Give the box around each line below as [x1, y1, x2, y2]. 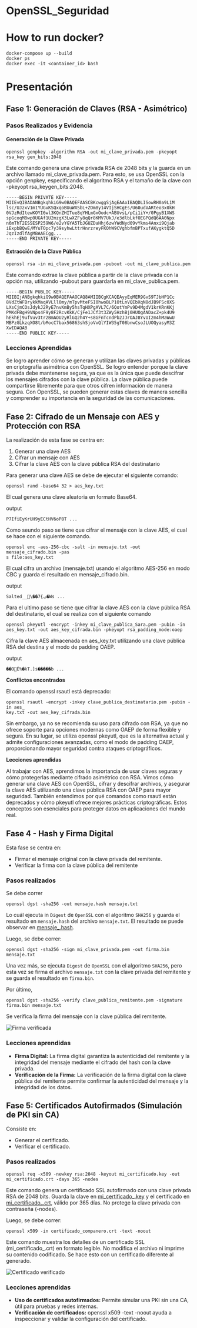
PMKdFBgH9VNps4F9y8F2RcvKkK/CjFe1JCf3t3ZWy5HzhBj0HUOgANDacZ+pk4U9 [6, 310, 175, 316]
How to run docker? [6, 31, 104, 45]
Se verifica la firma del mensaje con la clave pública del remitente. [6, 1013, 167, 1020]
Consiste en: [6, 1125, 37, 1133]
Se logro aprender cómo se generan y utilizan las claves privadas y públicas [6, 357, 191, 364]
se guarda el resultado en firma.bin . [6, 975, 95, 982]
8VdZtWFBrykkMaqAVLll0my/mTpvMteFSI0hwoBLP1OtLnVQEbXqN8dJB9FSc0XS [6, 299, 175, 305]
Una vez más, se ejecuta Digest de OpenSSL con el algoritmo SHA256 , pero [6, 962, 182, 969]
